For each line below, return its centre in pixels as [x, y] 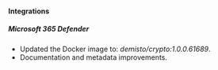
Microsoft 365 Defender [49, 29]
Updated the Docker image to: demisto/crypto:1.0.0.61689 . [115, 49]
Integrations [29, 11]
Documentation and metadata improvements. [94, 57]
